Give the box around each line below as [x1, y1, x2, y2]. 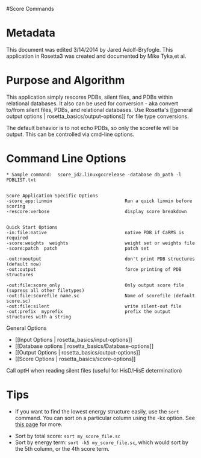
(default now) [6, 261, 42, 267]
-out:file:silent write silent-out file [6, 303, 182, 309]
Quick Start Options [6, 224, 58, 231]
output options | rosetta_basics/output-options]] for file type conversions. [6, 113, 190, 120]
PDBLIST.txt [6, 177, 36, 183]
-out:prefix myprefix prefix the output [6, 308, 171, 315]
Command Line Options [6, 152, 126, 166]
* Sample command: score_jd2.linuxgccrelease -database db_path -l [6, 172, 182, 178]
